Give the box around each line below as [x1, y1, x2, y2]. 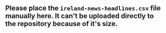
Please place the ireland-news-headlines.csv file [5, 4, 161, 12]
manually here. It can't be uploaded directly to [5, 12, 154, 20]
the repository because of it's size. [5, 19, 118, 28]
